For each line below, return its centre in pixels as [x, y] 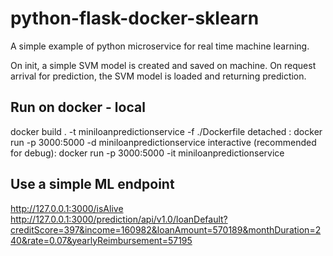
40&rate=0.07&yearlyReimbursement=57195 [101, 240]
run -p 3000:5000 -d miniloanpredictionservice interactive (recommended [163, 142]
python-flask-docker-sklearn [135, 18]
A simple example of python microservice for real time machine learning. [160, 46]
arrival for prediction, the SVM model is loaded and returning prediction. [158, 76]
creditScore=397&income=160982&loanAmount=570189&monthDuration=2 [166, 229]
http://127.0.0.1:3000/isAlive [67, 208]
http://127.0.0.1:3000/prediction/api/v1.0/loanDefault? [119, 219]
